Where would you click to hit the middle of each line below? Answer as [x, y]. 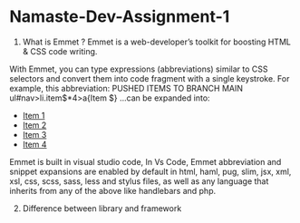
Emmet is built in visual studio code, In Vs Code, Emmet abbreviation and [145, 161]
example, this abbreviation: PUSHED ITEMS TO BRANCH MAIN [126, 88]
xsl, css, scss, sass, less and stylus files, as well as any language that [139, 181]
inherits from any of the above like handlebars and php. [112, 190]
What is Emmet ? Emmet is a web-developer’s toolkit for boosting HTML [157, 42]
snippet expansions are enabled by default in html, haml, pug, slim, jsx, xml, [150, 171]
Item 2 [34, 125]
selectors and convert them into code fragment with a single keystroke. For [150, 78]
